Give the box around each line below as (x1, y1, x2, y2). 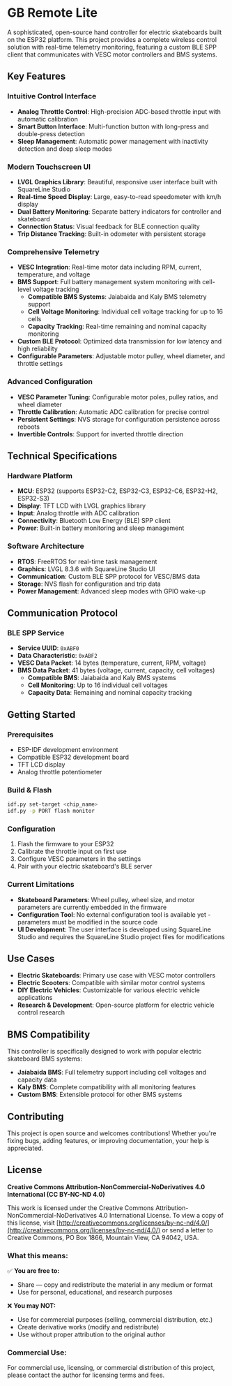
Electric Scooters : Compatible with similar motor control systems (17, 979, 206, 987)
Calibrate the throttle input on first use (17, 847, 127, 856)
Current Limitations (7, 880, 75, 890)
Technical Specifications (7, 450, 118, 462)
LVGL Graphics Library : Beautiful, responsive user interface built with (17, 177, 218, 186)
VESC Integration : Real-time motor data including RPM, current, (17, 263, 202, 272)
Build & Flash (7, 785, 52, 795)
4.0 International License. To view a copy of (98, 1211, 224, 1219)
